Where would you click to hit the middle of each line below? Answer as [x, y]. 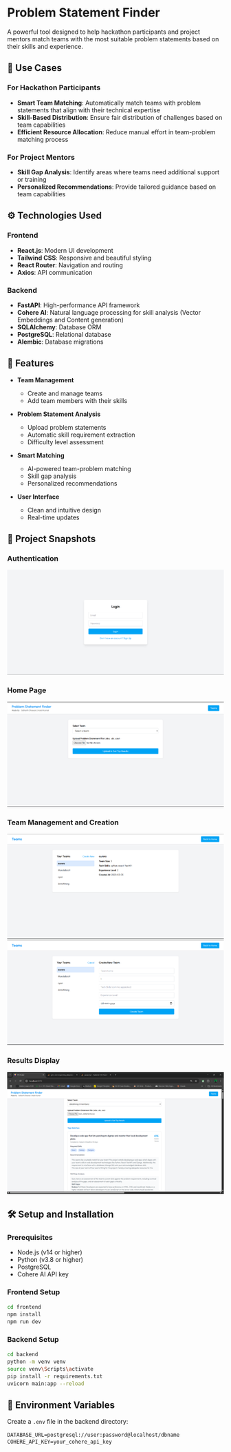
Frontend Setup [34, 1292]
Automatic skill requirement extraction [81, 435]
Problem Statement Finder [84, 13]
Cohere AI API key [43, 1274]
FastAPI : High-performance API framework [78, 305]
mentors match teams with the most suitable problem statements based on [113, 39]
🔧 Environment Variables [61, 1405]
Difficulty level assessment [66, 442]
